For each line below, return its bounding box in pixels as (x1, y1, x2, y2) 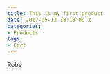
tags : (7, 36, 23, 42)
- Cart (7, 42, 26, 49)
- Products (7, 29, 39, 36)
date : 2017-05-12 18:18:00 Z (7, 16, 91, 23)
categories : (7, 23, 42, 29)
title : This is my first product (7, 10, 104, 17)
